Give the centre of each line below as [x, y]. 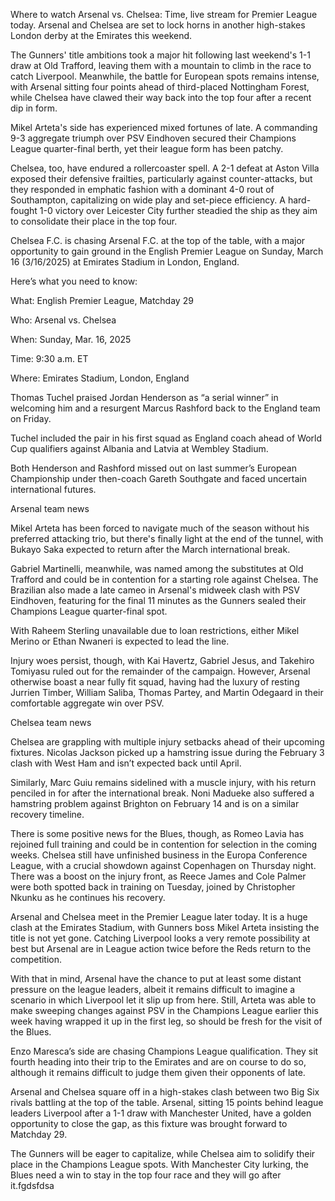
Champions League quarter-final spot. [89, 611]
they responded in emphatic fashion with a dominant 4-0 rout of [142, 189]
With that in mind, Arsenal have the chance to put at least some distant [156, 978]
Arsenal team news [50, 508]
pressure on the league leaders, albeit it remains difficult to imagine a [153, 989]
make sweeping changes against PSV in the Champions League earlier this [164, 1010]
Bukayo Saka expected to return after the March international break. [150, 549]
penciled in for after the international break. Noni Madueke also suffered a [162, 793]
